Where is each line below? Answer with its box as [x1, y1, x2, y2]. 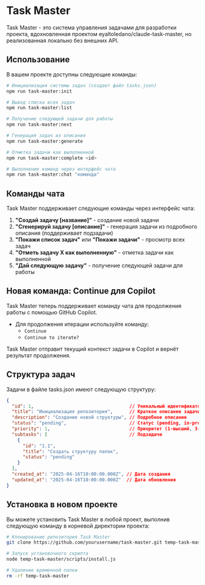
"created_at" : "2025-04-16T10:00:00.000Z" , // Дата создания [12, 471, 171, 478]
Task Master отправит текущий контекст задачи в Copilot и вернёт [6, 345, 179, 353]
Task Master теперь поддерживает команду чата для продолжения [6, 302, 182, 309]
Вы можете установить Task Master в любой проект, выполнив [6, 515, 170, 523]
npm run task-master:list [6, 105, 72, 111]
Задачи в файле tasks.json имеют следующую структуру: [6, 386, 156, 393]
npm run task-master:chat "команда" [6, 171, 99, 178]
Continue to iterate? [24, 334, 79, 340]
